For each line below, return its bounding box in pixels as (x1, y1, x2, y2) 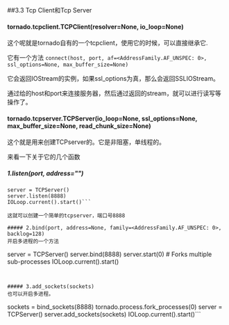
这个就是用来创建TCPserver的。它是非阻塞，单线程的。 (7, 138, 165, 146)
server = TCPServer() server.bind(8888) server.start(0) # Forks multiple (7, 250, 212, 259)
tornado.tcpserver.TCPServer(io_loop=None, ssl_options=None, (7, 114, 198, 122)
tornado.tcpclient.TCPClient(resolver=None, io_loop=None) (7, 22, 184, 31)
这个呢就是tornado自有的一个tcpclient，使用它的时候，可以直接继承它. (7, 39, 208, 47)
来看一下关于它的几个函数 (7, 152, 80, 161)
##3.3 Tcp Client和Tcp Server (7, 6, 92, 14)
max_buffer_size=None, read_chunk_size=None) (7, 121, 151, 130)
